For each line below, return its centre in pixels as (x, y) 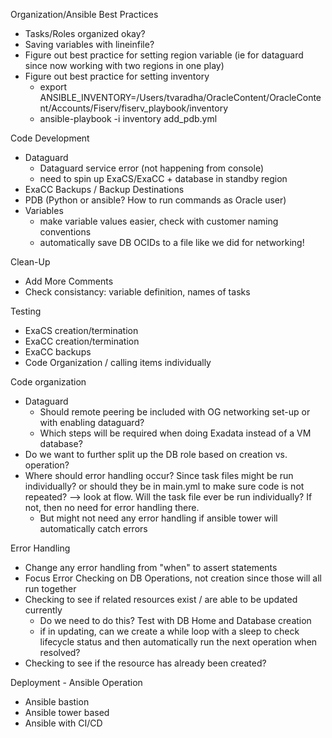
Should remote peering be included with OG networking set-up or (175, 412)
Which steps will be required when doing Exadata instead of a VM (175, 433)
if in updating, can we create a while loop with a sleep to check (169, 631)
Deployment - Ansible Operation (76, 682)
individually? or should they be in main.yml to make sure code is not (164, 486)
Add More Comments (69, 281)
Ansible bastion (57, 702)
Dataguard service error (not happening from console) (151, 168)
